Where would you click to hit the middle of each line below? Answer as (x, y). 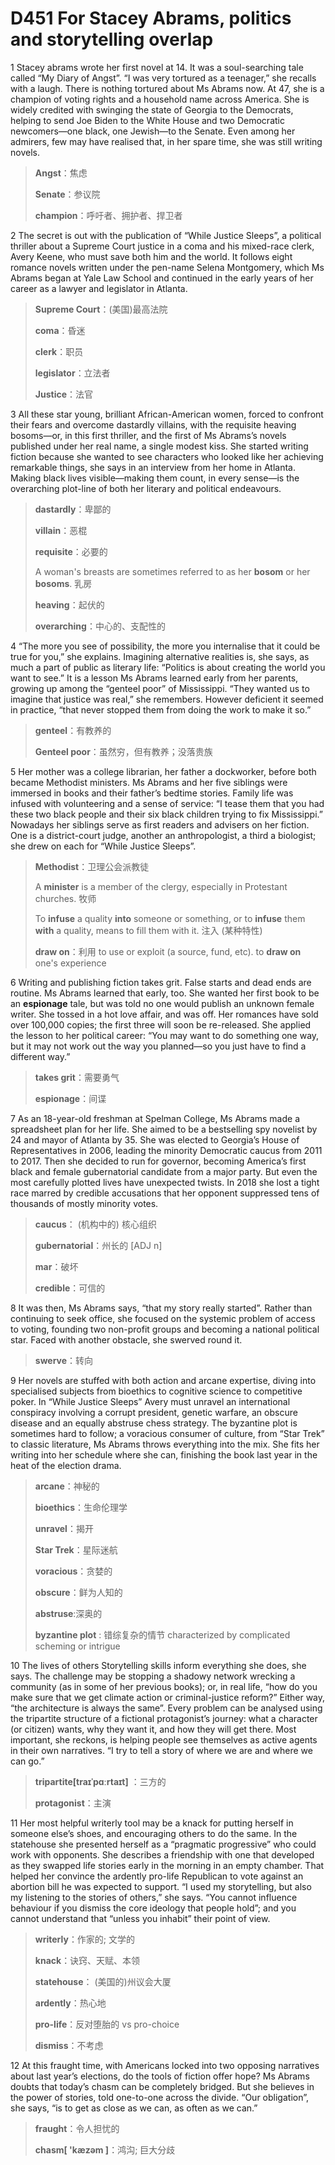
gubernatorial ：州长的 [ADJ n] (98, 1245)
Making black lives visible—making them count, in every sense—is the (155, 478)
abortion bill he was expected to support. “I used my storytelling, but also (161, 1886)
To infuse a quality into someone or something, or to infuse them (170, 918)
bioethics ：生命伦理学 (81, 1507)
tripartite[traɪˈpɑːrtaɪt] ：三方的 (100, 1781)
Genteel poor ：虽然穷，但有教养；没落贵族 (123, 751)
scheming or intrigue (77, 1646)
